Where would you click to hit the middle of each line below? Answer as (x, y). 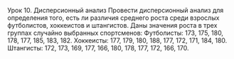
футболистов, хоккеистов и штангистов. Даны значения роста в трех (112, 25)
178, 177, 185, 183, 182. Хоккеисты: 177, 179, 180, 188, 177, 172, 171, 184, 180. (117, 41)
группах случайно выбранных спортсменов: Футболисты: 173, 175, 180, (116, 33)
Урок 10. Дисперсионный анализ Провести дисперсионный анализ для (116, 10)
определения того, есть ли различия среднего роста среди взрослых (113, 18)
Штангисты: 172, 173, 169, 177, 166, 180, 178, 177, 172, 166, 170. (99, 48)
